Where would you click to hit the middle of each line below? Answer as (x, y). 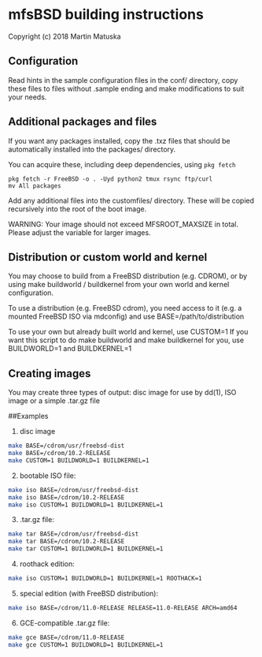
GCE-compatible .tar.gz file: (65, 623)
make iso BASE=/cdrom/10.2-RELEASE (66, 497)
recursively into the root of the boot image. (77, 209)
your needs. (28, 97)
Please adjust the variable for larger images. (79, 232)
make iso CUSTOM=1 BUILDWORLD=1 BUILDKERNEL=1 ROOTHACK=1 (105, 579)
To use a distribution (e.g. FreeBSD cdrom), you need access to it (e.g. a (125, 308)
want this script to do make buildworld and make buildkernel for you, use (126, 340)
